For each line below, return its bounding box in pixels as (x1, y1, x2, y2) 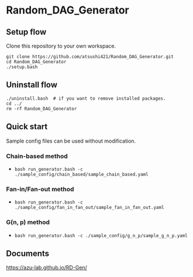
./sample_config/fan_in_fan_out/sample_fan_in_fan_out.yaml (14, 205, 164, 211)
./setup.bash (6, 64, 38, 70)
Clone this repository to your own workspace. (6, 42, 116, 49)
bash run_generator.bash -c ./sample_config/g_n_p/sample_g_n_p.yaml (14, 232, 188, 238)
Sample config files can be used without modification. (6, 137, 136, 144)
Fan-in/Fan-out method (6, 185, 74, 193)
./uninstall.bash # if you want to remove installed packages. (6, 95, 166, 102)
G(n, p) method (6, 218, 50, 227)
